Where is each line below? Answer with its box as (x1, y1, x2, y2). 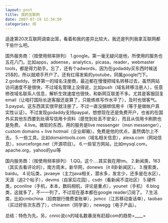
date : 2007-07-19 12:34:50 (5, 17, 62, 22)
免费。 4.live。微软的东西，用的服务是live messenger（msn (9, 122, 133, 128)
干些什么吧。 (5, 42, 32, 48)
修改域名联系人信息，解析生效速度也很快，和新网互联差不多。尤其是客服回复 (5, 91, 164, 97)
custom (5, 128, 21, 134)
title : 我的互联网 (5, 12, 40, 17)
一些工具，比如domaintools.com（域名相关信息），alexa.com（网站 (19, 134, 157, 141)
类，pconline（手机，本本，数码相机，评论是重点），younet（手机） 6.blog (5, 183, 159, 189)
